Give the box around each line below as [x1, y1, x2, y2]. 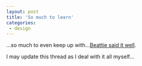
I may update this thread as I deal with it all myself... [6, 53, 134, 60]
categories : [6, 20, 36, 26]
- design [8, 25, 31, 32]
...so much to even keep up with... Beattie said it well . [6, 42, 137, 49]
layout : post [6, 8, 39, 15]
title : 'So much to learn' [6, 14, 74, 20]
